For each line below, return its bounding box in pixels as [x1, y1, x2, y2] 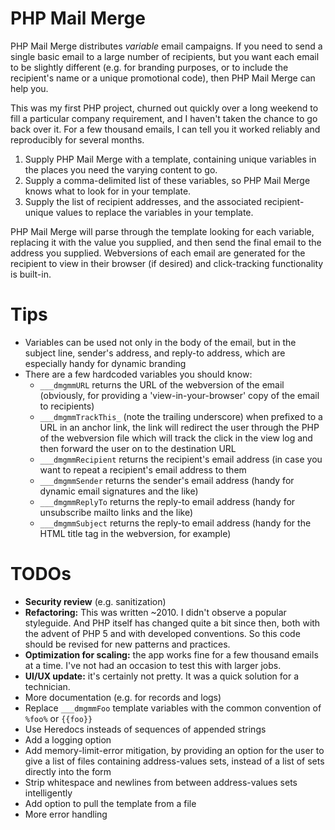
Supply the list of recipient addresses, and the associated [24, 195, 262, 207]
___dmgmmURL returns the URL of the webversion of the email [39, 378, 285, 391]
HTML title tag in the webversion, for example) [39, 527, 232, 539]
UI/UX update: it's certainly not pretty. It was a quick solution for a [24, 670, 299, 682]
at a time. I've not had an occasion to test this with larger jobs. [24, 659, 282, 671]
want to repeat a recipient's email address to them [39, 463, 247, 476]
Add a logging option [24, 733, 112, 746]
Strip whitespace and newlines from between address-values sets [24, 776, 298, 788]
